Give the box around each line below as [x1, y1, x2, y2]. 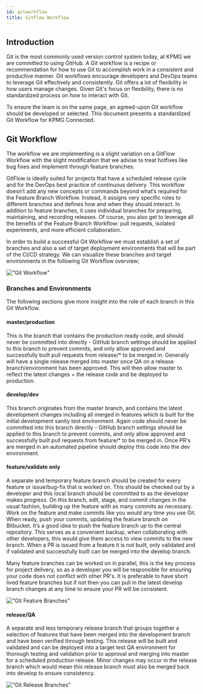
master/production [6, 318, 55, 326]
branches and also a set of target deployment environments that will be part [6, 244, 196, 252]
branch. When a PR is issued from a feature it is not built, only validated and [6, 541, 196, 549]
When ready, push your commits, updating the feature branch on [6, 516, 168, 523]
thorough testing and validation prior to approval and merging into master [6, 650, 190, 658]
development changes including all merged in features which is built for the [6, 411, 195, 418]
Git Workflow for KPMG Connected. [6, 116, 95, 124]
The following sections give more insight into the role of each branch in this [6, 298, 195, 305]
